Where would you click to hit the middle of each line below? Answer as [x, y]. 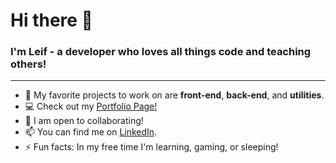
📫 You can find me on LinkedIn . [91, 132]
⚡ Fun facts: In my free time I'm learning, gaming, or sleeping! [151, 147]
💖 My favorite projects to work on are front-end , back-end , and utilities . [174, 95]
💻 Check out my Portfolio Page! [91, 106]
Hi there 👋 [51, 20]
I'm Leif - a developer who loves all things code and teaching [161, 52]
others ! [28, 64]
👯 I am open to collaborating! [84, 121]
